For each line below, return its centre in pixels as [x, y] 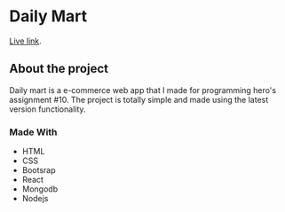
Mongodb [40, 189]
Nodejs [35, 199]
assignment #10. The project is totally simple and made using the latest [139, 99]
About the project [59, 69]
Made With [33, 132]
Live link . [25, 41]
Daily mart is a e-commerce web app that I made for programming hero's [143, 90]
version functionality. [47, 109]
